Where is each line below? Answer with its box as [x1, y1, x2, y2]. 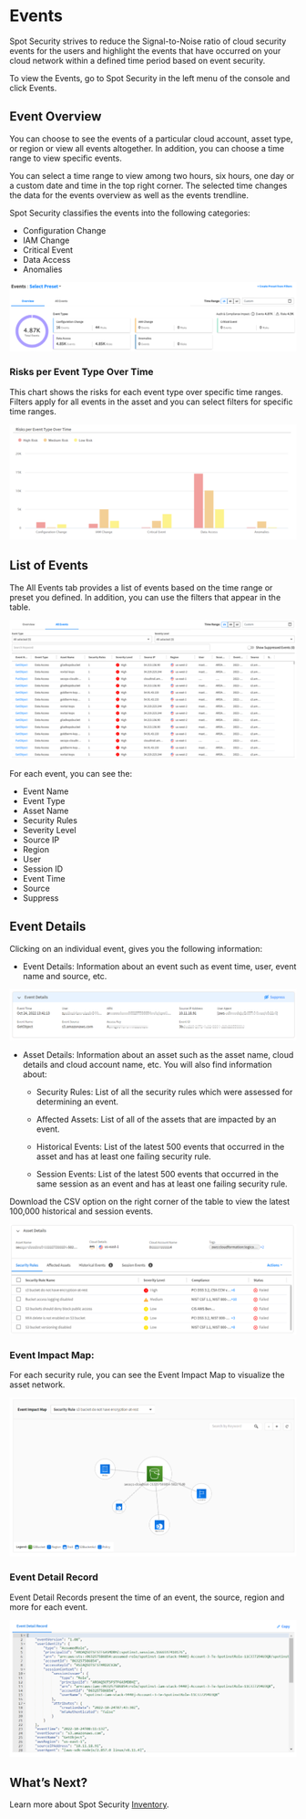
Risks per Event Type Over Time [9, 366, 154, 379]
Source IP [22, 834, 60, 845]
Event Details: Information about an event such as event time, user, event [22, 960, 297, 972]
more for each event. [9, 1601, 88, 1612]
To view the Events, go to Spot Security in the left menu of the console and [9, 72, 291, 83]
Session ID [22, 863, 64, 874]
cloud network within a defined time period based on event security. [9, 55, 266, 66]
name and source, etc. [22, 970, 107, 981]
